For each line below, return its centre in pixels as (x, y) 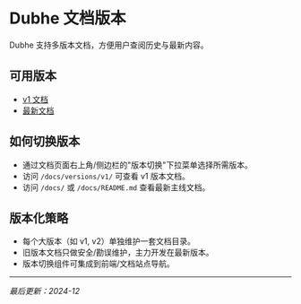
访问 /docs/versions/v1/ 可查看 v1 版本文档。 (106, 176)
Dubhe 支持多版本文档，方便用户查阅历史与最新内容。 (109, 45)
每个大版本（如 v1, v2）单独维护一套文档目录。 (108, 241)
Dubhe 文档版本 (68, 18)
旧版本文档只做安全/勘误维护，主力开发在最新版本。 (118, 253)
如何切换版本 (45, 141)
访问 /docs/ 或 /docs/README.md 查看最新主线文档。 (116, 187)
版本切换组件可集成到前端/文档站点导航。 (98, 264)
